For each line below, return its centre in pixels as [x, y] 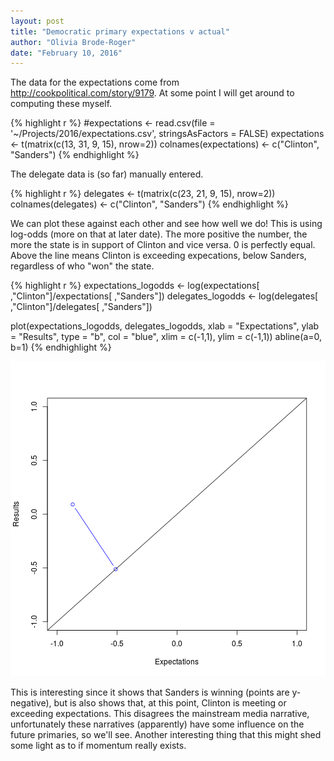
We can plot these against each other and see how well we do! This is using [166, 224]
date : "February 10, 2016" [66, 53]
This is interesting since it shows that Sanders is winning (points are [150, 692]
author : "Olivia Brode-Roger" [73, 42]
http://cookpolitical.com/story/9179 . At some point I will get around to [152, 93]
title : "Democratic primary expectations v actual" [120, 31]
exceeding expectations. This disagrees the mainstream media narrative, [160, 714]
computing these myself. [61, 104]
